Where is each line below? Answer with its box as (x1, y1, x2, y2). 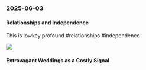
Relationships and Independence (6, 19, 89, 26)
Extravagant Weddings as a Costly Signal (6, 56, 109, 63)
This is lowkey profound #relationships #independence (6, 32, 140, 39)
